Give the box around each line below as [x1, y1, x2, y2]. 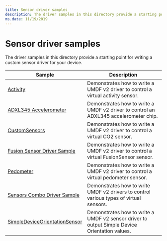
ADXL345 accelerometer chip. [86, 113, 158, 120]
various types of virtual [86, 195, 141, 202]
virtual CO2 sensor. [86, 133, 133, 140]
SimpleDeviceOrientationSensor [7, 218, 83, 225]
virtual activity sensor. [86, 92, 139, 99]
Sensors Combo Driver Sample [7, 192, 80, 199]
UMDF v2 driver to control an [86, 106, 155, 113]
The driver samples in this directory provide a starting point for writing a [5, 54, 153, 60]
